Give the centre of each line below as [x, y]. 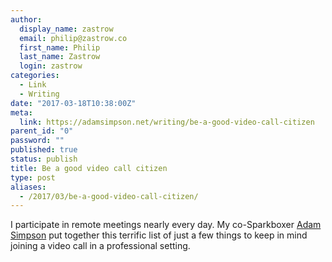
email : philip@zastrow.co [73, 38]
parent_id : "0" [42, 131]
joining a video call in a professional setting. [100, 246]
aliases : [28, 187]
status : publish [44, 159]
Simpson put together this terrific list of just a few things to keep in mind [159, 235]
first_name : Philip [60, 47]
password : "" [37, 141]
